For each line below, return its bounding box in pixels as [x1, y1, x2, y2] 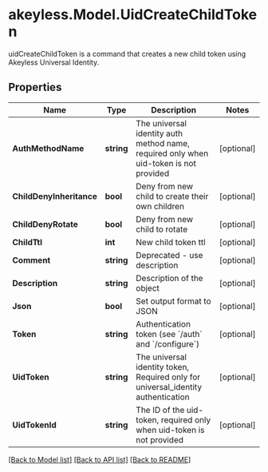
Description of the [135, 272, 203, 284]
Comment [12, 254, 51, 265]
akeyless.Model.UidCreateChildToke [8, 6, 258, 24]
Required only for [135, 371, 201, 383]
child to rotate [135, 224, 188, 235]
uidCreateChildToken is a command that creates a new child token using [8, 49, 246, 58]
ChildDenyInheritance [12, 190, 97, 201]
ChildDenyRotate [12, 218, 78, 229]
